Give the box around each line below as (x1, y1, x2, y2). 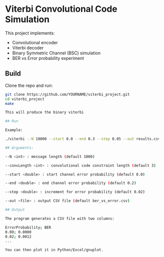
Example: (5, 128, 23, 133)
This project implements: (5, 30, 55, 36)
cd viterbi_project (5, 97, 45, 102)
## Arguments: (5, 145, 34, 150)
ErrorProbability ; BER (5, 225, 51, 230)
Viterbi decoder (12, 45, 44, 51)
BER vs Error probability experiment (12, 55, 84, 61)
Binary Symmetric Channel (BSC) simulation (12, 50, 101, 56)
